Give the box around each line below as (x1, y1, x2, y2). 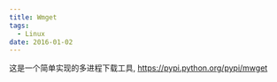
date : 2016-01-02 (9, 37, 73, 47)
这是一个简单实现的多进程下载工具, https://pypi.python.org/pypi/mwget (9, 63, 268, 73)
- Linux (17, 29, 46, 38)
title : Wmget (9, 12, 58, 22)
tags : (9, 21, 29, 30)
